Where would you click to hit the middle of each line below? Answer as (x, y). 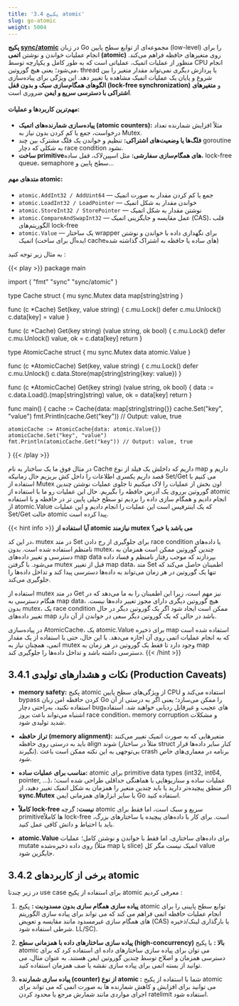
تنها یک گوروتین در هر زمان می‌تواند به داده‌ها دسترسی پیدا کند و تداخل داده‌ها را (112, 572)
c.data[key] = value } (39, 317)
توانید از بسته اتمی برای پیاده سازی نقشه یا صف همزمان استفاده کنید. (110, 965)
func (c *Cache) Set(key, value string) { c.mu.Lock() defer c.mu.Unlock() (115, 309)
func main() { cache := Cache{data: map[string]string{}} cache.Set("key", (116, 408)
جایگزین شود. (36, 853)
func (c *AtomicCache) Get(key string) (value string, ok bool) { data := (111, 387)
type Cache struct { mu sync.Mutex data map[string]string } (96, 295)
